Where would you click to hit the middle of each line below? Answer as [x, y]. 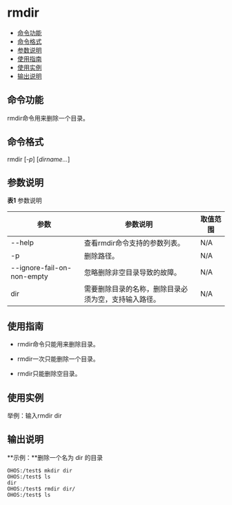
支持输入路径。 [136, 299]
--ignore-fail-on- [41, 268]
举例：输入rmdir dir [35, 416]
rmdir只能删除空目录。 [49, 374]
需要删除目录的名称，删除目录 [133, 289]
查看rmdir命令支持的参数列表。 [134, 243]
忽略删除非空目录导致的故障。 [133, 273]
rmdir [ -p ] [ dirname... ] [39, 159]
